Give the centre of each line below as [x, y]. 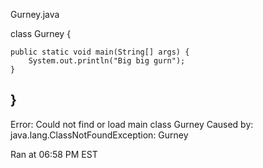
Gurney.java [35, 14]
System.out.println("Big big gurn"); [107, 61]
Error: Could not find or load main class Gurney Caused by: [132, 124]
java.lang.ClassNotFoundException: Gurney [99, 135]
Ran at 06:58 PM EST [54, 154]
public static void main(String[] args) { [100, 52]
